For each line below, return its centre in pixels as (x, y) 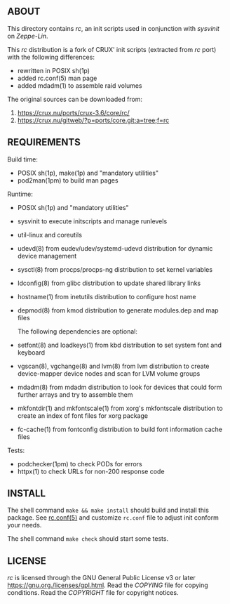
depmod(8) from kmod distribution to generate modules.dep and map (118, 310)
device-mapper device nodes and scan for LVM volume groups (109, 373)
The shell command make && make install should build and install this (108, 510)
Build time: (23, 159)
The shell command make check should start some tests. (88, 539)
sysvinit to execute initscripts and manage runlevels (92, 221)
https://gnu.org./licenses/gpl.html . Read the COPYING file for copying (108, 585)
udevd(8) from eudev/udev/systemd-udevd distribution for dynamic (115, 248)
